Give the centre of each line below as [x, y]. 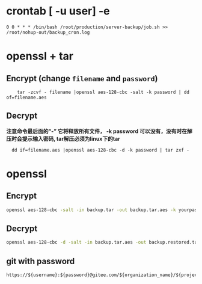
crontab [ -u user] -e [58, 11]
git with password [41, 261]
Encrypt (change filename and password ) [82, 79]
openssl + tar [40, 56]
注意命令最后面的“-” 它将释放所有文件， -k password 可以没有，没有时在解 [99, 131]
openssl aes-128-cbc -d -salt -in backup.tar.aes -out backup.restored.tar [103, 242]
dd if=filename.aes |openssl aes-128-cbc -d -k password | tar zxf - [100, 150]
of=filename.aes [26, 97]
